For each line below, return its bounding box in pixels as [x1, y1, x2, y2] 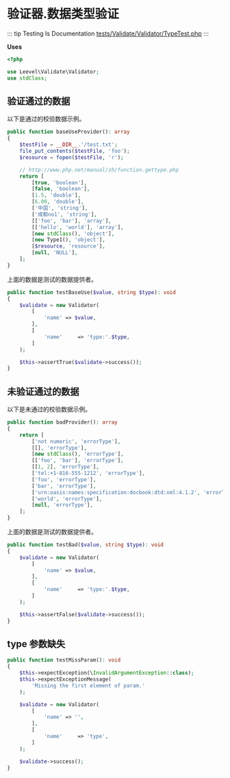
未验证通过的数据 [7, 385, 79, 398]
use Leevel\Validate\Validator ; [7, 68, 99, 75]
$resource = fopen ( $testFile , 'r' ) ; [19, 154, 125, 161]
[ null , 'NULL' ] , [31, 250, 78, 256]
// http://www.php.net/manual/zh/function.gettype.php [19, 166, 179, 173]
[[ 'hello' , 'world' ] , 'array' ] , [31, 223, 125, 230]
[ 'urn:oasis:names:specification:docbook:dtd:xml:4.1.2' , [31, 489, 201, 496]
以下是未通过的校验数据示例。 [7, 405, 91, 413]
